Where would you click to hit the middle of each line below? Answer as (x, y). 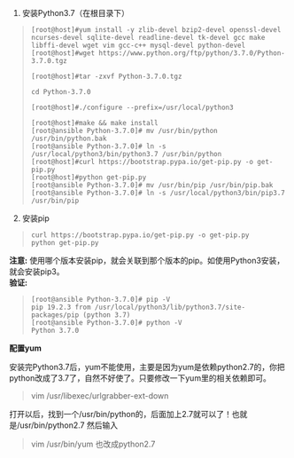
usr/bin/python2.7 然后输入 (69, 425)
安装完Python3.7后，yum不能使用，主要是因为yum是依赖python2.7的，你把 (147, 367)
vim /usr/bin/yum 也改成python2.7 (93, 444)
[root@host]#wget (63, 53)
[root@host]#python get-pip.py (89, 178)
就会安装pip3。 (37, 272)
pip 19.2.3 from (61, 307)
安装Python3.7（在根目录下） (76, 13)
